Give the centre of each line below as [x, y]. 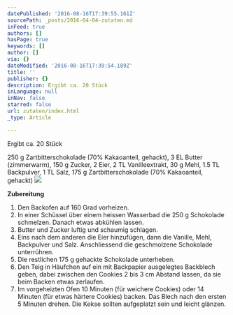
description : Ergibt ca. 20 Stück [58, 85]
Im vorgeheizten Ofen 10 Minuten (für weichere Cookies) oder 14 [111, 289]
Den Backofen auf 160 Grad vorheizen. [73, 207]
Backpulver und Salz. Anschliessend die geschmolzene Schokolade [115, 244]
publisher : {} [28, 79]
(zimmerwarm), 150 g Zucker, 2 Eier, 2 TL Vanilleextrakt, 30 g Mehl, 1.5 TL [114, 164]
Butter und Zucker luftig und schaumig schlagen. [88, 229]
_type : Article [29, 117]
